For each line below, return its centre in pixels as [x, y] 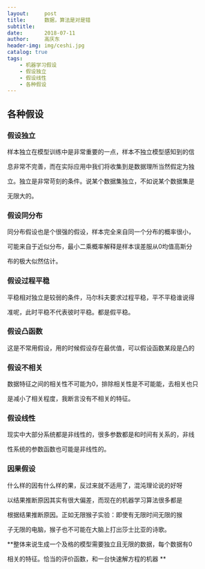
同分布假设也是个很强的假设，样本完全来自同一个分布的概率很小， [101, 232]
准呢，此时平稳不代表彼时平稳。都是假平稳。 [71, 312]
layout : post [32, 13]
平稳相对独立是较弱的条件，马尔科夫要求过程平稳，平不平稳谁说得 [101, 297]
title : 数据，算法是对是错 [49, 20]
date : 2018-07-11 [41, 33]
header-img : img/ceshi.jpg [46, 46]
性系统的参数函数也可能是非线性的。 [59, 449]
